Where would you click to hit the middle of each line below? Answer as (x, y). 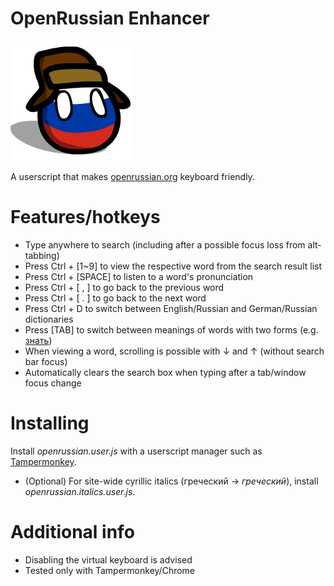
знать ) (38, 340)
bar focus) (46, 361)
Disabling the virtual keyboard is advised (108, 559)
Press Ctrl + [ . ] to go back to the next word (115, 298)
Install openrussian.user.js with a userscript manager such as (136, 451)
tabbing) (42, 255)
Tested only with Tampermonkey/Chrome (110, 570)
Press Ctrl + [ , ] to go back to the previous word (124, 287)
